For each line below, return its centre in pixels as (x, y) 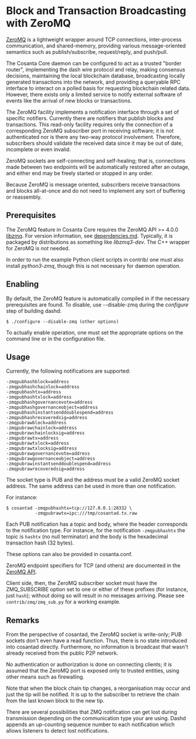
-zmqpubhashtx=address (34, 392)
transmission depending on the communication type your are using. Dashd (96, 718)
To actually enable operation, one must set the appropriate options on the (94, 332)
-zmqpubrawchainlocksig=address (45, 433)
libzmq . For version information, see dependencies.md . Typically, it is (90, 236)
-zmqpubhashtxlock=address (39, 397)
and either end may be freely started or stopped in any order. (80, 173)
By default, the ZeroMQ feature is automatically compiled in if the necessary (98, 298)
